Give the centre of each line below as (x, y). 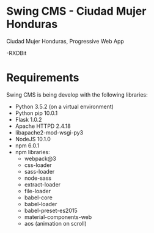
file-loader (37, 191)
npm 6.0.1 (27, 146)
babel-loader (41, 204)
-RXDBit (16, 53)
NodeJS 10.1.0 (33, 139)
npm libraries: (32, 152)
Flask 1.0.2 (28, 119)
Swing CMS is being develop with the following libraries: (77, 94)
